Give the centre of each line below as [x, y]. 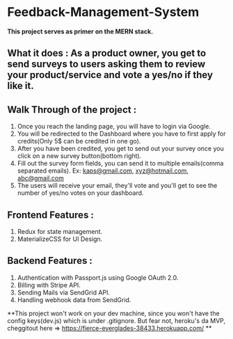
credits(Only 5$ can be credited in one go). [79, 141]
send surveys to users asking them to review [106, 64]
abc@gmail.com [40, 178]
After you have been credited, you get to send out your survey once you [120, 149]
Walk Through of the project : [72, 110]
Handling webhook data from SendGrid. [74, 299]
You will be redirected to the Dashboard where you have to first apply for [121, 134]
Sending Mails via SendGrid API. [63, 292]
